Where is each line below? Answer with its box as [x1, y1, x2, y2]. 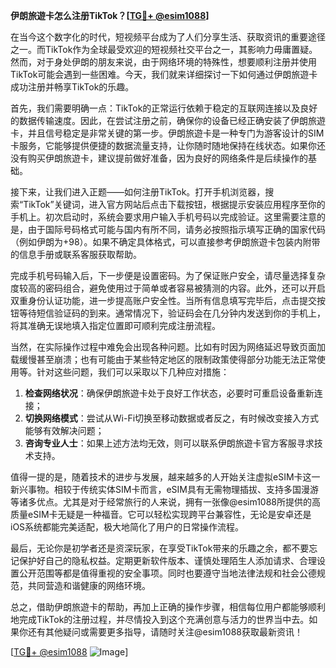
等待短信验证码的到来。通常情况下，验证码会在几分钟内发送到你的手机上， [18, 307, 326, 319]
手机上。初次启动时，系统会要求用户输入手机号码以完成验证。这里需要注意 [10, 211, 317, 223]
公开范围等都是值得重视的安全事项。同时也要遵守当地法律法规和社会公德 [18, 567, 317, 579]
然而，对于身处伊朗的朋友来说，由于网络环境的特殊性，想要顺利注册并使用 [10, 56, 317, 68]
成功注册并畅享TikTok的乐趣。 [10, 81, 135, 93]
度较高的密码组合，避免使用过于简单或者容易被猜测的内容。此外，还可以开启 [10, 282, 326, 294]
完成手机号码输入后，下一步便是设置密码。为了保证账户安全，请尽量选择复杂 [10, 270, 326, 281]
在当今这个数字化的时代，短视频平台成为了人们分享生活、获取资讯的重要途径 [10, 31, 326, 43]
